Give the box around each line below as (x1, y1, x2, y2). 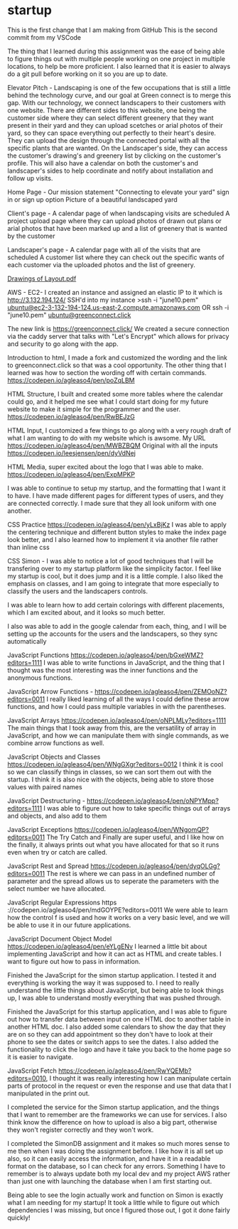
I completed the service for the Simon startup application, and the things (7, 1103, 220, 1111)
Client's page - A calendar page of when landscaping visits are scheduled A (7, 209, 230, 217)
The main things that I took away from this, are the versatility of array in (7, 723, 217, 732)
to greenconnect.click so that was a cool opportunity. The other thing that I (7, 361, 227, 369)
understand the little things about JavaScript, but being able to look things (7, 986, 225, 995)
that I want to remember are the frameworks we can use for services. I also (7, 1110, 227, 1119)
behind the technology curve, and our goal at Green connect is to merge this (7, 91, 232, 99)
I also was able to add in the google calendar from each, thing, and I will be (7, 622, 227, 630)
